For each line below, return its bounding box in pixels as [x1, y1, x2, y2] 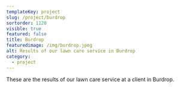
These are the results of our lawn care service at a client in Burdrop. [6, 76, 175, 83]
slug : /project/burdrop [6, 14, 66, 20]
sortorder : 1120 [6, 20, 47, 26]
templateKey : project [6, 8, 61, 15]
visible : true [6, 25, 42, 32]
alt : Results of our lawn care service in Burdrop [6, 48, 136, 54]
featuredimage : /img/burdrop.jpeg [6, 43, 93, 49]
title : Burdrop [6, 37, 44, 43]
